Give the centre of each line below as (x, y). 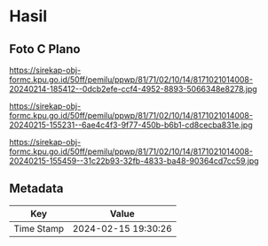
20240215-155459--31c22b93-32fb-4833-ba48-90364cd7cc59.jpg (134, 161)
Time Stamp (39, 228)
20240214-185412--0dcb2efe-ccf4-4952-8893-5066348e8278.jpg (133, 89)
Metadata (36, 189)
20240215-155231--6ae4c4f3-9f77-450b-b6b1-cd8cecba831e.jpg (131, 125)
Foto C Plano (45, 49)
